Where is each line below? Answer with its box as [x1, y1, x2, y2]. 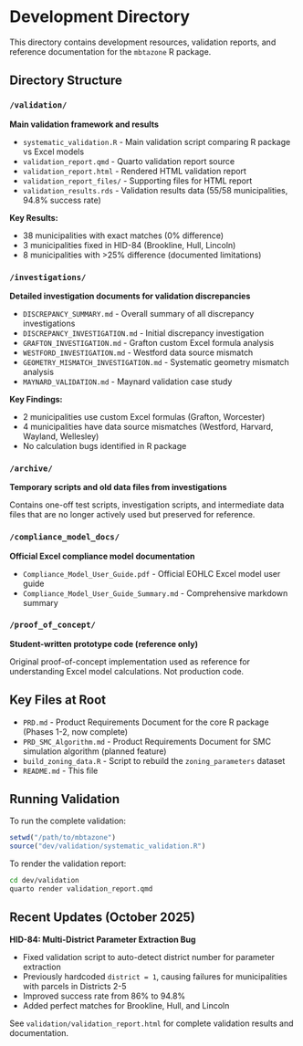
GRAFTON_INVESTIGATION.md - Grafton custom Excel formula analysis [22, 337, 275, 348]
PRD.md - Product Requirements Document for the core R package [22, 717, 269, 727]
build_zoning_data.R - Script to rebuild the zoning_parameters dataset [22, 755, 286, 766]
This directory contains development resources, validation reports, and [9, 37, 277, 47]
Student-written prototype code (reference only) [9, 638, 199, 649]
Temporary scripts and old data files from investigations [9, 482, 227, 493]
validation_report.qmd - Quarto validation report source [22, 155, 235, 166]
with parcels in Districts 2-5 [22, 980, 127, 991]
